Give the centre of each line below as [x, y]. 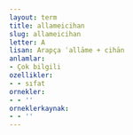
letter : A [27, 42]
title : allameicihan [47, 26]
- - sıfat [27, 83]
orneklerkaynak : [39, 108]
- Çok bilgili [35, 67]
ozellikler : [31, 75]
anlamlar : [27, 59]
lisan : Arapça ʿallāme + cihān [67, 51]
